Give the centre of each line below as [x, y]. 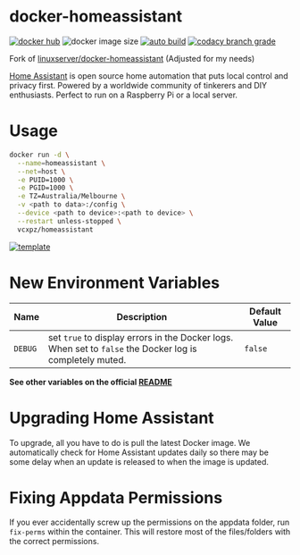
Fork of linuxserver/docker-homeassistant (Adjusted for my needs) [132, 58]
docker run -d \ [39, 155]
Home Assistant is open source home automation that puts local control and [149, 76]
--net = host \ [42, 172]
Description [142, 316]
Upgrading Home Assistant [112, 418]
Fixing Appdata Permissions [116, 497]
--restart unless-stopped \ [70, 221]
